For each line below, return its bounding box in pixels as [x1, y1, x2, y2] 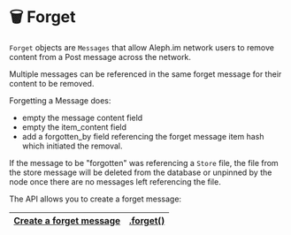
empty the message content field [21, 112, 143, 123]
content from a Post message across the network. [9, 51, 192, 62]
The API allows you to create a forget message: [9, 193, 182, 204]
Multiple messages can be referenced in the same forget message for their [9, 68, 282, 80]
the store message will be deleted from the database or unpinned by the [9, 167, 272, 178]
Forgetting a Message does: [9, 95, 111, 106]
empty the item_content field [21, 121, 126, 133]
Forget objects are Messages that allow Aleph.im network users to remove [9, 42, 274, 53]
